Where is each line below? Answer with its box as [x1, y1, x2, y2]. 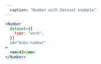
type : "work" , [14, 31, 44, 36]
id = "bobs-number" [10, 40, 47, 46]
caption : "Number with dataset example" [10, 7, 96, 13]
